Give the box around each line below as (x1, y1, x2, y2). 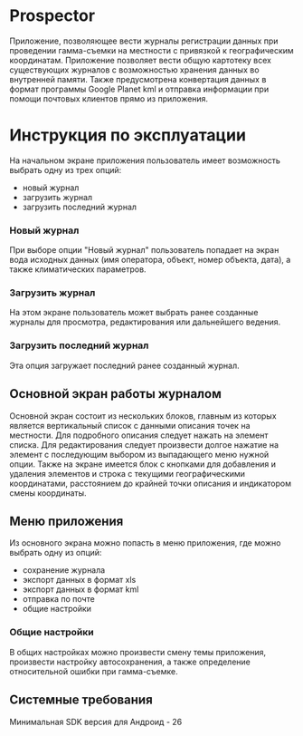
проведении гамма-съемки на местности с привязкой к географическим (9, 44, 294, 55)
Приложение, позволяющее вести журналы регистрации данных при (9, 35, 279, 46)
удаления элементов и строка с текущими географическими (9, 468, 246, 479)
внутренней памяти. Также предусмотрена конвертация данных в (9, 73, 267, 84)
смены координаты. (9, 487, 88, 499)
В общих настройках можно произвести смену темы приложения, (9, 646, 267, 657)
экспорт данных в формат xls (22, 575, 137, 586)
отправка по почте (22, 594, 95, 605)
